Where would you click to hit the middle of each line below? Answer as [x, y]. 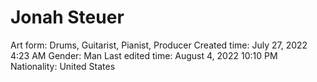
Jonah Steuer [67, 17]
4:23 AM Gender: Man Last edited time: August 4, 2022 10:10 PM [144, 55]
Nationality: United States [63, 66]
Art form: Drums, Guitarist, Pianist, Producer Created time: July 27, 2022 [159, 45]
